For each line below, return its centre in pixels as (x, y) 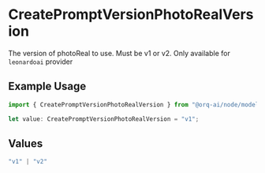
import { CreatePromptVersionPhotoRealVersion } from (99, 104)
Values (26, 143)
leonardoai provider (41, 62)
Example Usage (47, 86)
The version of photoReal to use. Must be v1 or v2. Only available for (119, 53)
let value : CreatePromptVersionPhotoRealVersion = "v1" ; (104, 119)
